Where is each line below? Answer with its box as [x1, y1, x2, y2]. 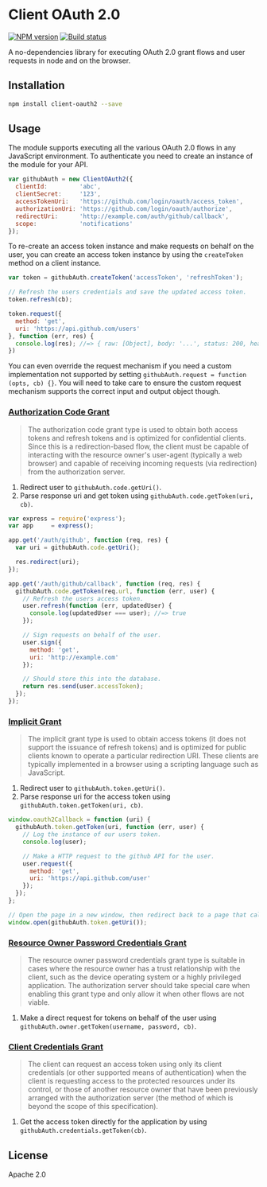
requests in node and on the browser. [8, 56, 131, 65]
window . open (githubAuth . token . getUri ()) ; [8, 918, 148, 926]
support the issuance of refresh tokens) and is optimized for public [27, 742, 247, 753]
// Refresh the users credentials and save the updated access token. [8, 288, 247, 296]
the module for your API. [8, 160, 89, 169]
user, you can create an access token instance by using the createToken [8, 250, 244, 259]
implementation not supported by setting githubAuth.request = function [8, 370, 247, 379]
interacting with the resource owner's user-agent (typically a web [27, 450, 242, 459]
